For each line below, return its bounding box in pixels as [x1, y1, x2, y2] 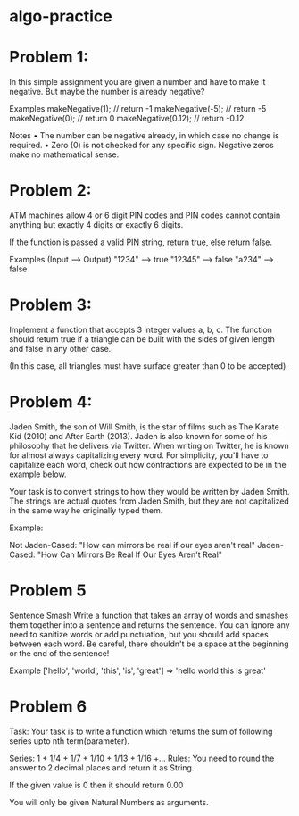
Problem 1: [9, 47, 89, 68]
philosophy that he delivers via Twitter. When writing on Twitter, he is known [9, 440, 289, 451]
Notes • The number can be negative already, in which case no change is [9, 130, 279, 141]
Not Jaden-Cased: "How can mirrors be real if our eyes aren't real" [9, 539, 256, 550]
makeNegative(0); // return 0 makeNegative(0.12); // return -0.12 [9, 113, 245, 124]
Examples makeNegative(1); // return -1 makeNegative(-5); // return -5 [9, 104, 267, 114]
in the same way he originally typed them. [9, 504, 163, 515]
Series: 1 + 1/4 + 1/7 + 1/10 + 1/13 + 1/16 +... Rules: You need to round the [9, 753, 275, 763]
